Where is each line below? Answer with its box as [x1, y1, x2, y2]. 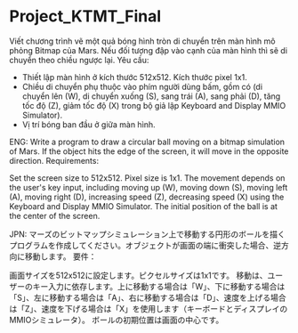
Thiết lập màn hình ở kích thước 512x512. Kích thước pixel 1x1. [21, 71, 247, 82]
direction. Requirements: [9, 155, 100, 166]
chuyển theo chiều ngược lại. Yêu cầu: [9, 54, 149, 65]
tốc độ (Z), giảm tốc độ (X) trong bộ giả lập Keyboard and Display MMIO [21, 100, 286, 110]
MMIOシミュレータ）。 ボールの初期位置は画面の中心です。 [9, 314, 224, 325]
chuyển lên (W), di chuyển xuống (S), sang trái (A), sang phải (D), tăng [21, 91, 281, 102]
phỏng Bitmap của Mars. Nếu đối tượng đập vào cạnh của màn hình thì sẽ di [9, 45, 287, 55]
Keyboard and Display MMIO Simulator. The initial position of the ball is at [9, 200, 278, 211]
